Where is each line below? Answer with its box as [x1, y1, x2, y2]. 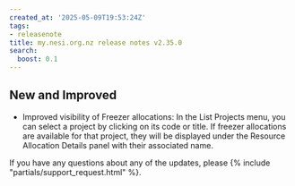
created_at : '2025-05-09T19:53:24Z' [9, 13, 146, 22]
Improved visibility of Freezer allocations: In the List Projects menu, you [22, 111, 286, 122]
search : [9, 46, 39, 55]
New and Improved [9, 88, 117, 103]
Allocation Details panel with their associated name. [22, 139, 213, 150]
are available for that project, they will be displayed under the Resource [22, 131, 286, 141]
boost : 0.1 [17, 55, 58, 63]
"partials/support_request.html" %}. [9, 166, 142, 177]
